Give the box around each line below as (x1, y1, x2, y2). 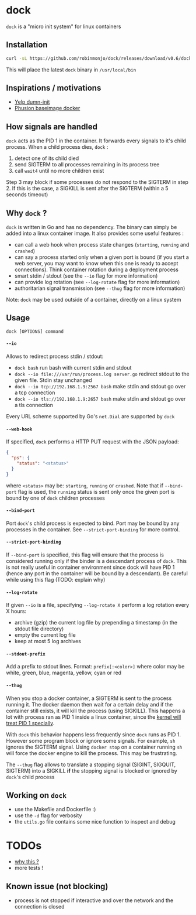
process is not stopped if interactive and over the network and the (14, 897, 174, 904)
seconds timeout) (6, 191, 48, 198)
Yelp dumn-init (14, 98, 50, 105)
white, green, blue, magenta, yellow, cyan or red (6, 669, 121, 677)
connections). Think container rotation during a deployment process (14, 266, 179, 273)
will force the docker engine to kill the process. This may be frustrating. (6, 749, 177, 756)
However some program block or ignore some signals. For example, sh (6, 737, 176, 744)
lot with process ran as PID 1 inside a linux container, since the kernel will (6, 713, 181, 721)
